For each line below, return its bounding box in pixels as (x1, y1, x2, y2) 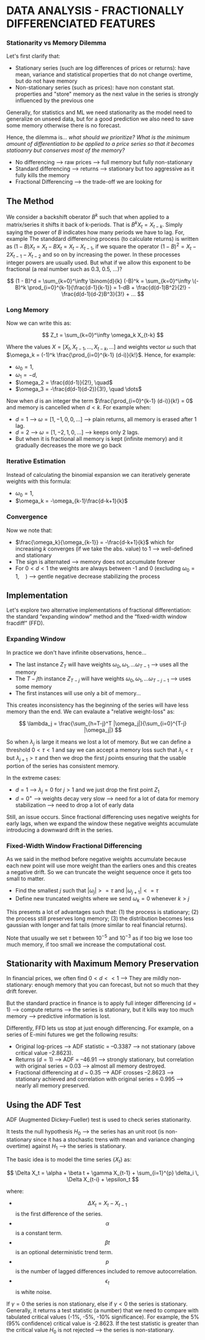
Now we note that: (6, 527, 53, 534)
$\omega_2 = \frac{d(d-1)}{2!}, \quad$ (15, 379, 113, 386)
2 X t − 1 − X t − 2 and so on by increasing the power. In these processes (6, 251, 181, 259)
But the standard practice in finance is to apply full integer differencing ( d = (6, 1000, 197, 1007)
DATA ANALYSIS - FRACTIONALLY (6, 4, 185, 18)
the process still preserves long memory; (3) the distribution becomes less (6, 915, 195, 922)
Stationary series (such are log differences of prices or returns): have (15, 64, 190, 72)
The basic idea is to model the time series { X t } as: (6, 1155, 132, 1165)
